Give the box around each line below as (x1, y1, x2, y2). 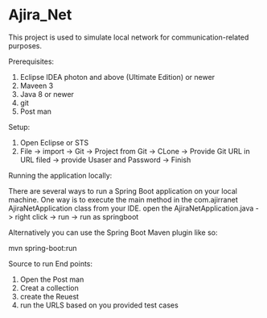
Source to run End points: (8, 258, 93, 268)
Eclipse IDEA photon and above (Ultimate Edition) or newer (19, 72, 216, 82)
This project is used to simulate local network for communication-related (8, 32, 249, 42)
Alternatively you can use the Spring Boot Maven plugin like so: (8, 228, 218, 237)
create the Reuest (19, 291, 79, 301)
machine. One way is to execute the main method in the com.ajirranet (8, 195, 239, 204)
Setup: (8, 122, 31, 132)
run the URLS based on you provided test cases (19, 300, 179, 310)
